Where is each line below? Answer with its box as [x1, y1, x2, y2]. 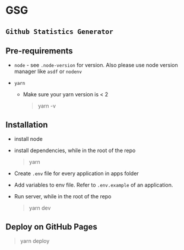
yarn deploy [20, 238, 50, 245]
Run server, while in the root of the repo [14, 193, 112, 200]
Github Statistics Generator [5, 27, 114, 36]
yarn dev [28, 204, 51, 211]
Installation [5, 119, 48, 129]
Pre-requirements [5, 46, 74, 56]
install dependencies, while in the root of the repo [14, 147, 136, 154]
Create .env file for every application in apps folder [14, 170, 139, 177]
